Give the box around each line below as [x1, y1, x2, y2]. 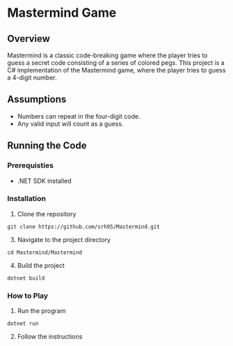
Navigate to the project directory [17, 235, 111, 243]
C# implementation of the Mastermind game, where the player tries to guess [7, 66, 226, 74]
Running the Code [7, 140, 87, 151]
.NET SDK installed [17, 176, 72, 185]
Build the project [17, 261, 65, 269]
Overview [7, 33, 51, 45]
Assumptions [7, 93, 67, 105]
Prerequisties [7, 160, 54, 170]
